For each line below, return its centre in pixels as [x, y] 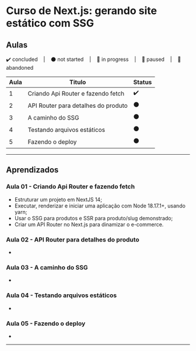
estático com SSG [50, 23]
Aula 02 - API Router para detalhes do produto [73, 240]
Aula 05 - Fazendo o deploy [46, 323]
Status [143, 82]
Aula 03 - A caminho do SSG [47, 267]
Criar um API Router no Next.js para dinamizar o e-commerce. [89, 224]
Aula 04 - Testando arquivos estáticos [62, 295]
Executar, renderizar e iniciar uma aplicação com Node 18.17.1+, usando [100, 206]
